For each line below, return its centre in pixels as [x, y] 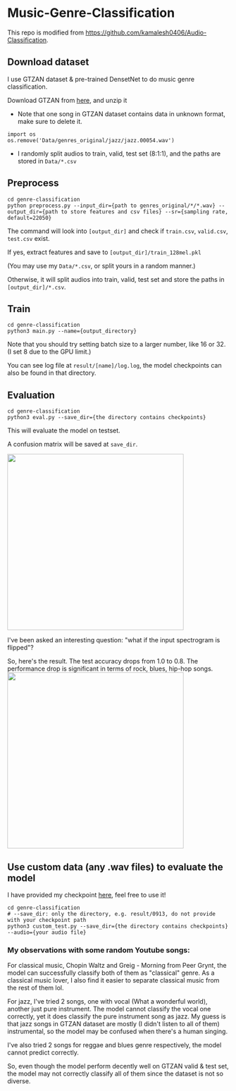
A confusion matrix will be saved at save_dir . [73, 444]
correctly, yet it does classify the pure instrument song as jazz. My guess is [117, 1016]
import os [22, 134]
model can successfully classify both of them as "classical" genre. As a [111, 973]
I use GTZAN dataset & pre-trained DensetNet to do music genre [101, 79]
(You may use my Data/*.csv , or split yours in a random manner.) [101, 266]
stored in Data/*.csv [47, 161]
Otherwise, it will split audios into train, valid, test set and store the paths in [116, 279]
